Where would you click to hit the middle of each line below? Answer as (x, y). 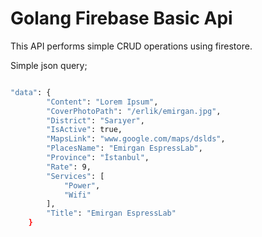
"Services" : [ (75, 176)
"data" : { (31, 92)
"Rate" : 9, (69, 167)
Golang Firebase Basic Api (121, 18)
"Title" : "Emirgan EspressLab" (111, 213)
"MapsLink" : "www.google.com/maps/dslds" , (136, 139)
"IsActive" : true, (84, 130)
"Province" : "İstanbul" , (98, 158)
